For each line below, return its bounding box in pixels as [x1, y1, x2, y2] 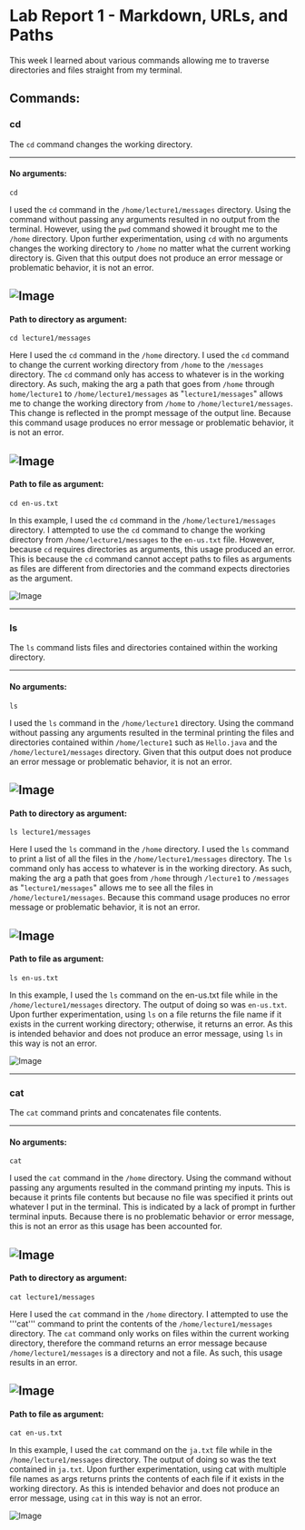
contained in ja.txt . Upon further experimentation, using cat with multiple [9, 1464, 287, 1475]
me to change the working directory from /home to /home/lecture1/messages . [9, 398, 293, 409]
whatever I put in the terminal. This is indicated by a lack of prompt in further [9, 1201, 296, 1213]
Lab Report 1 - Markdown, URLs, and [9, 5, 289, 26]
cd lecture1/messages [9, 333, 92, 343]
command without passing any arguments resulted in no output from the [9, 214, 280, 224]
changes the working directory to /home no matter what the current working [9, 243, 291, 253]
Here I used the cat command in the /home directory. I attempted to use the [9, 1308, 289, 1319]
